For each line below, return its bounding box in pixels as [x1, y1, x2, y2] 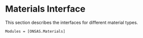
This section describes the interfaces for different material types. [5, 19, 138, 25]
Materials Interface [5, 3, 86, 15]
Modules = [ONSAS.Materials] [5, 29, 66, 34]
